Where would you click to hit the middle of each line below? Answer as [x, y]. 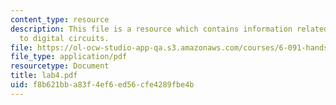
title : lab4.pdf [44, 76]
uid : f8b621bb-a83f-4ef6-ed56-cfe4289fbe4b [102, 85]
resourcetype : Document [60, 66]
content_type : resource [60, 19]
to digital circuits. [64, 38]
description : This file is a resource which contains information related [169, 29]
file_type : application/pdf [69, 57]
